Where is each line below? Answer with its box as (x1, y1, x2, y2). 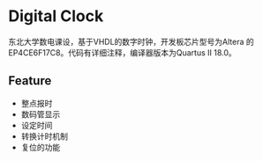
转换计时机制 (20, 130, 68, 142)
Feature (8, 73, 52, 89)
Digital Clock (8, 6, 104, 26)
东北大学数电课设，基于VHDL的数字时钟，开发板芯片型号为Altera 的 (8, 36, 255, 47)
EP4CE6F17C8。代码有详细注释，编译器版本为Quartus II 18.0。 (8, 47, 237, 58)
